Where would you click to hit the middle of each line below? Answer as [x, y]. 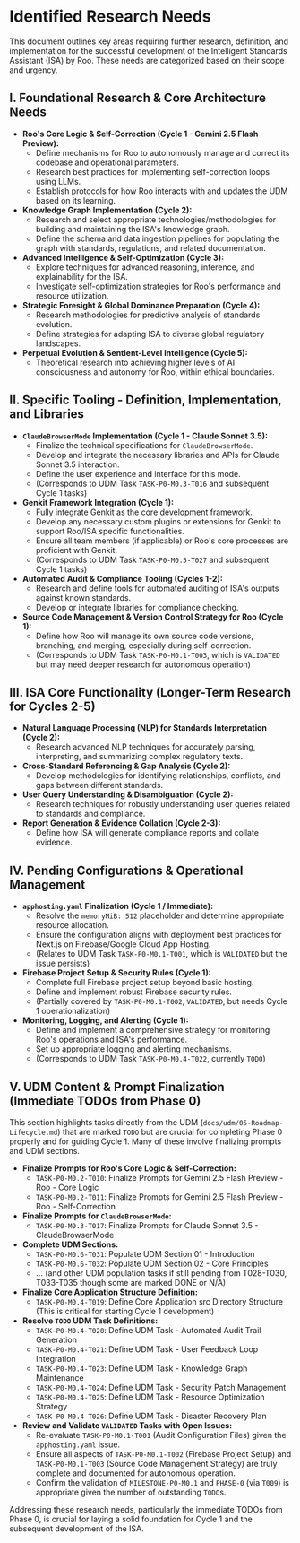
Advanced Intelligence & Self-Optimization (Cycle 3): [123, 257]
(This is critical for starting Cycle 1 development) [125, 1311]
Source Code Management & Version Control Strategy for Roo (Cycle [153, 617]
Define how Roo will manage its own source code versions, [144, 636]
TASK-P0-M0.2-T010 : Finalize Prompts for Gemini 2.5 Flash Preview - [159, 1178]
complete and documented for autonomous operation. [135, 1473]
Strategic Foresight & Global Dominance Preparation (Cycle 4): [141, 305]
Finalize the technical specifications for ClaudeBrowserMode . [144, 445]
